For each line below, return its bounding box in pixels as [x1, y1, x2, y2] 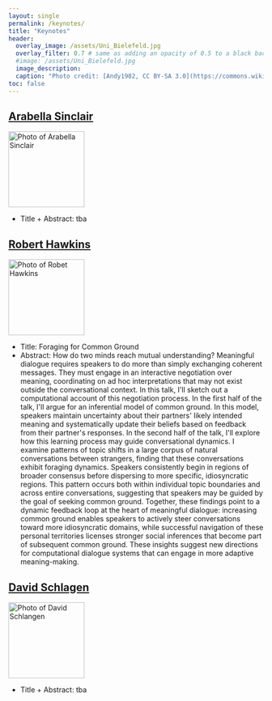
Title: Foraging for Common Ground [19, 342, 139, 352]
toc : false [8, 79, 45, 87]
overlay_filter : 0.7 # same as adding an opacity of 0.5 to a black [15, 49, 252, 57]
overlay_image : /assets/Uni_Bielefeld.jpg [15, 42, 161, 50]
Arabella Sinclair [8, 109, 94, 123]
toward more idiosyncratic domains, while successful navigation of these [19, 523, 264, 533]
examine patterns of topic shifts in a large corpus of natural [19, 445, 219, 455]
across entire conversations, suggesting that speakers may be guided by [19, 488, 263, 498]
